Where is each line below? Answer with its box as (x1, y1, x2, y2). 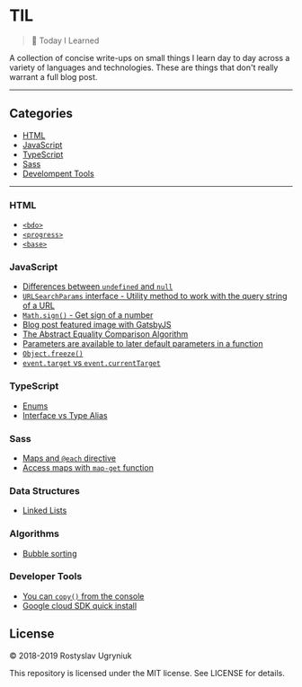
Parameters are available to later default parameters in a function (22, 339, 263, 349)
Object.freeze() (22, 349, 84, 359)
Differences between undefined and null (22, 281, 173, 292)
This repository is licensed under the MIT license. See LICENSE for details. (9, 667, 285, 678)
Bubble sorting (22, 548, 77, 559)
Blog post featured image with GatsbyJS (22, 320, 172, 330)
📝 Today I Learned (31, 35, 100, 46)
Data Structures (9, 484, 81, 497)
